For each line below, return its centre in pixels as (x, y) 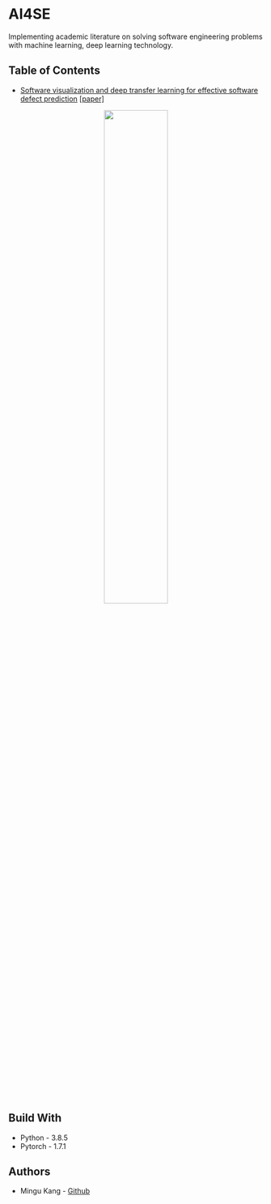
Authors (30, 1171)
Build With (35, 1118)
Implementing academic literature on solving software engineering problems (135, 36)
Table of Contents (55, 71)
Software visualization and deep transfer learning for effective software (139, 90)
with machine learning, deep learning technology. (91, 45)
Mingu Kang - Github (55, 1191)
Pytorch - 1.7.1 (43, 1146)
